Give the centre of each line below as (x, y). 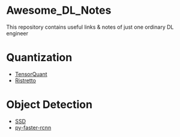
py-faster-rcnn (33, 127)
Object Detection (49, 105)
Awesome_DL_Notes (59, 10)
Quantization (39, 58)
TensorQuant (31, 74)
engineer (17, 33)
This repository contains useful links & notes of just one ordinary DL (90, 27)
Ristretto (25, 80)
